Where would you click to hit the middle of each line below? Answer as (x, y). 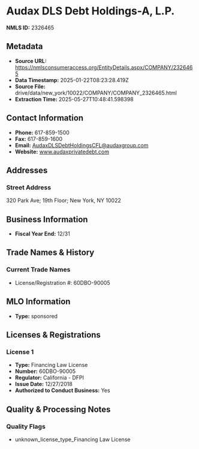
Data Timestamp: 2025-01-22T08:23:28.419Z (72, 80)
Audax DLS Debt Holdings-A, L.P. (91, 11)
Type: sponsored (36, 316)
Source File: (30, 86)
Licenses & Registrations (53, 335)
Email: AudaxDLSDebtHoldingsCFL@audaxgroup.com (82, 145)
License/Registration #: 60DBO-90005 (62, 282)
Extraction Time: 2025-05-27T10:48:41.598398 (74, 99)
